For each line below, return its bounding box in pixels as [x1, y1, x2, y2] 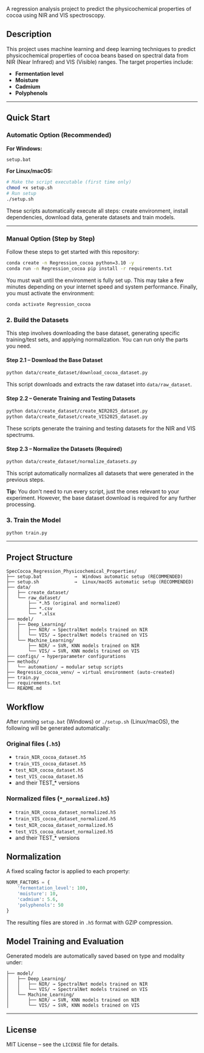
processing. [6, 501, 36, 508]
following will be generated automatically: [6, 724, 110, 732]
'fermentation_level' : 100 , [17, 885, 88, 891]
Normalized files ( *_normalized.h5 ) [6, 794, 110, 803]
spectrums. [6, 431, 35, 439]
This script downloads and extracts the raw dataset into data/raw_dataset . [6, 381, 192, 388]
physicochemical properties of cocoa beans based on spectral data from [6, 52, 189, 59]
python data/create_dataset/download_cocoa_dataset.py [6, 370, 148, 376]
